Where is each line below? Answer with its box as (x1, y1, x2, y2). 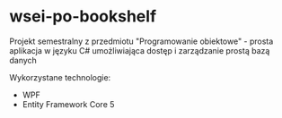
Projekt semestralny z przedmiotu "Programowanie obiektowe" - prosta (9, 36, 274, 46)
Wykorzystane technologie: (9, 72, 111, 82)
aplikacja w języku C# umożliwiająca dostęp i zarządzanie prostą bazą (9, 45, 270, 55)
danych (9, 55, 38, 65)
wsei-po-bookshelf (9, 6, 157, 27)
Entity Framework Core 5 (22, 98, 115, 109)
